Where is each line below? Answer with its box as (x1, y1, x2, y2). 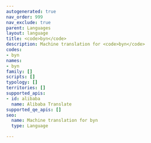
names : (6, 57, 22, 63)
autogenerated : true (6, 8, 57, 15)
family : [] (6, 69, 33, 74)
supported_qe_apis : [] (6, 107, 61, 113)
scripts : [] (6, 74, 35, 80)
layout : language (6, 30, 49, 36)
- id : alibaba (6, 96, 41, 101)
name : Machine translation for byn (11, 118, 98, 124)
